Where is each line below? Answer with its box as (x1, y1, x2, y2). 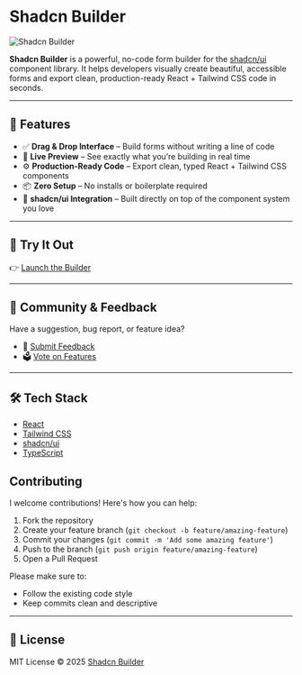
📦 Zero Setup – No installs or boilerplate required (22, 180, 209, 191)
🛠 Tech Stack (9, 390, 88, 406)
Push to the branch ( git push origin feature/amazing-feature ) (22, 543, 258, 554)
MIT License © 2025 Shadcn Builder (9, 656, 145, 667)
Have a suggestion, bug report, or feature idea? (9, 324, 185, 334)
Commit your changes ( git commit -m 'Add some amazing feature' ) (22, 534, 274, 544)
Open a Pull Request (22, 553, 99, 564)
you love (22, 203, 55, 214)
